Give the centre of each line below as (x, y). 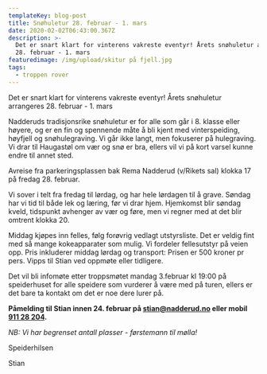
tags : (17, 68)
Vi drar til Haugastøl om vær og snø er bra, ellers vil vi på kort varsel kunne (131, 146)
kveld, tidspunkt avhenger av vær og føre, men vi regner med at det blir (125, 211)
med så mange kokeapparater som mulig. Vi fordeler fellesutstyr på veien (128, 243)
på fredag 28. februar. (44, 179)
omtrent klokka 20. (39, 220)
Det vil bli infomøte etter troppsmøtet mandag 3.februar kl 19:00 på (118, 276)
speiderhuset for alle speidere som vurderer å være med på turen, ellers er (130, 284)
